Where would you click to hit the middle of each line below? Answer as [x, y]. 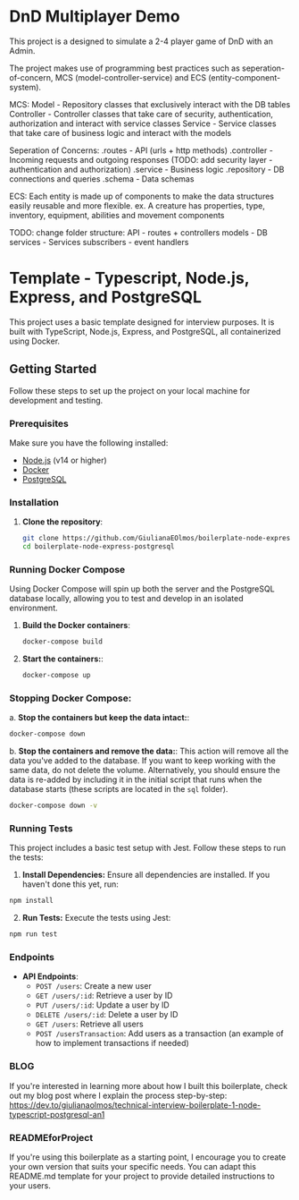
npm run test [33, 934]
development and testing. [56, 400]
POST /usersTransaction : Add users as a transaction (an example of [159, 1034]
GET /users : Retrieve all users [90, 1024]
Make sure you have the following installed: [89, 443]
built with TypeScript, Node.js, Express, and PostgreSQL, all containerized [145, 331]
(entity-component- [245, 77]
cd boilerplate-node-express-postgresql [98, 547]
